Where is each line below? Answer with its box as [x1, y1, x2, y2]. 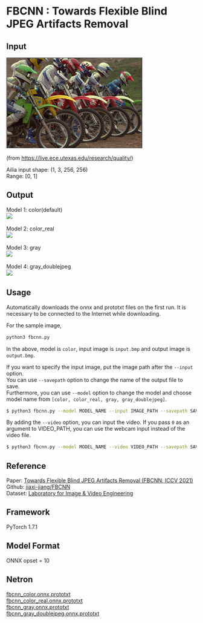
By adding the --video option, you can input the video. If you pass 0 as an [6, 419, 190, 426]
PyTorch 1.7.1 [6, 523, 38, 530]
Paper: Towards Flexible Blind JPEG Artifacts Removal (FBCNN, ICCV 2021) [6, 477, 193, 484]
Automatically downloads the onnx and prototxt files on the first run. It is [6, 304, 186, 311]
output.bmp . [6, 351, 35, 359]
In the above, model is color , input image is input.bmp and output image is [6, 345, 190, 352]
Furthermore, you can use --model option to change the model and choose [6, 389, 192, 396]
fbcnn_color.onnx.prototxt [6, 590, 71, 598]
